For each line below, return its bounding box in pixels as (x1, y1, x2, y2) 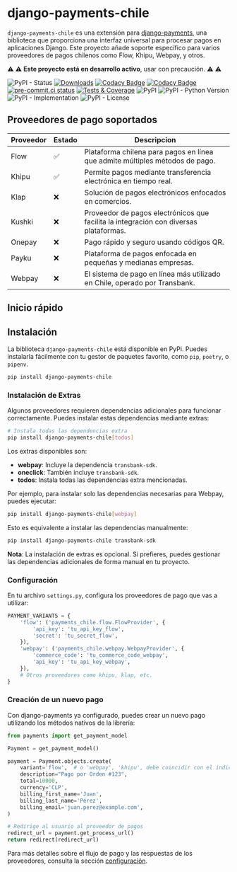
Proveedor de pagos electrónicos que (84, 207, 209, 217)
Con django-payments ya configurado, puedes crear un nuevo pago (7, 711, 206, 719)
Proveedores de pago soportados (7, 114, 157, 126)
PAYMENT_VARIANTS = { (7, 612, 71, 619)
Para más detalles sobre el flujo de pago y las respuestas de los (7, 849, 193, 858)
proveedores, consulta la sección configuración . (7, 856, 148, 865)
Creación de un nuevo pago (7, 695, 104, 705)
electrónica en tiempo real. (84, 176, 173, 185)
